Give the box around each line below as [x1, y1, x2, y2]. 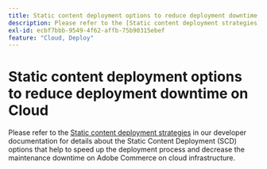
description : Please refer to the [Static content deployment [8, 19, 219, 27]
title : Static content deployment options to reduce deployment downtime [8, 11, 258, 20]
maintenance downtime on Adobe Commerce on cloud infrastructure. [8, 153, 236, 163]
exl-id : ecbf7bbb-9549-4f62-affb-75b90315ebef [8, 26, 165, 34]
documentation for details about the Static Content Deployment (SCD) [8, 136, 237, 146]
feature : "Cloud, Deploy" [8, 33, 94, 42]
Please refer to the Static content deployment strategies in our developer [8, 128, 247, 137]
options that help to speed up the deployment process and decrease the [8, 144, 245, 155]
